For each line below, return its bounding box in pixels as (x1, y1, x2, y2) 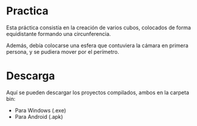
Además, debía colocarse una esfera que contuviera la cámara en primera (6, 42, 189, 49)
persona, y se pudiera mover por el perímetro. (6, 48, 119, 55)
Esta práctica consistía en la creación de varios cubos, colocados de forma (6, 24, 191, 31)
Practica (6, 4, 49, 18)
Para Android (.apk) (14, 113, 63, 120)
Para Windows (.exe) (14, 106, 67, 114)
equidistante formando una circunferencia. (6, 30, 112, 37)
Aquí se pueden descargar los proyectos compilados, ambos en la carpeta (6, 88, 189, 96)
